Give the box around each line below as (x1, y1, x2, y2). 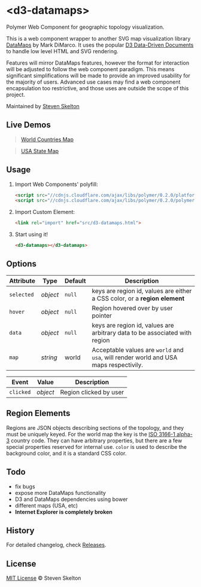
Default (65, 276, 86, 285)
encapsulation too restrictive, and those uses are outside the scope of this (6, 84, 190, 91)
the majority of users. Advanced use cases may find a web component (6, 78, 181, 85)
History (6, 525, 35, 536)
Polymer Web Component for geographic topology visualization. (6, 23, 165, 30)
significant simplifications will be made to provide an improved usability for (6, 72, 190, 79)
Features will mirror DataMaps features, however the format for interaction (6, 59, 190, 66)
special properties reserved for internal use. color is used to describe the (6, 443, 187, 450)
